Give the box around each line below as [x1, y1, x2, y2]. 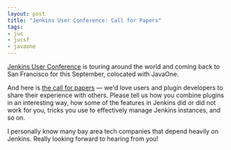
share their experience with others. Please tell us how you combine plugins [7, 91, 225, 99]
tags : [7, 23, 23, 30]
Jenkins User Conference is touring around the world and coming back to [7, 63, 220, 70]
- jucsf [7, 37, 30, 44]
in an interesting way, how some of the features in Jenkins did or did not [7, 99, 216, 106]
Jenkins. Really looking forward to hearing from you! [7, 135, 159, 143]
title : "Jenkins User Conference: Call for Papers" [7, 17, 161, 24]
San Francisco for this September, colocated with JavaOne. [7, 70, 179, 78]
